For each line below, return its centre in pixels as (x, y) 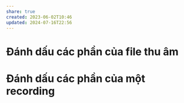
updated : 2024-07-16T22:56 (39, 22)
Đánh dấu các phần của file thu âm (92, 51)
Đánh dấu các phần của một (76, 79)
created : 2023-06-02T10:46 (39, 17)
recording (31, 91)
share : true (21, 11)
